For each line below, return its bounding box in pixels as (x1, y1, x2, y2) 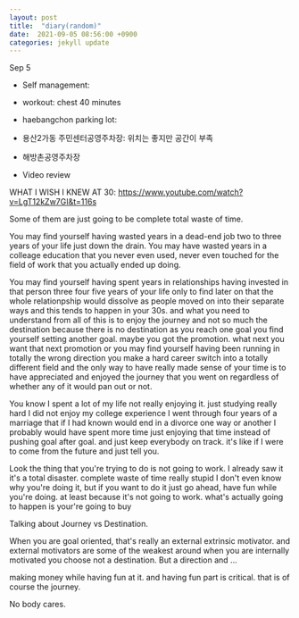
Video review (21, 170, 71, 180)
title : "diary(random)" (9, 21, 102, 30)
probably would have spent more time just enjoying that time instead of (9, 427, 270, 438)
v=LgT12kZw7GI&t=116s (9, 196, 97, 207)
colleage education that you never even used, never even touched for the (9, 250, 279, 261)
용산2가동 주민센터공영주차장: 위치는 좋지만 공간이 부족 (21, 133, 214, 144)
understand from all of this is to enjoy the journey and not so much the (9, 314, 268, 326)
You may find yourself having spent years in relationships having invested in (9, 277, 288, 288)
